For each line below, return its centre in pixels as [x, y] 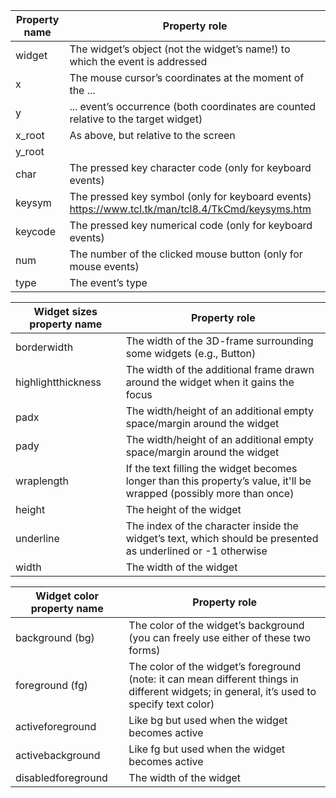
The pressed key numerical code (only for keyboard [191, 225]
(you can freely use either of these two [220, 637]
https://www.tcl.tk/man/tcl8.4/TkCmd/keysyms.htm [190, 209]
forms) [144, 650]
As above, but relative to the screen [152, 135]
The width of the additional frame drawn [220, 369]
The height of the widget [183, 509]
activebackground [58, 755]
